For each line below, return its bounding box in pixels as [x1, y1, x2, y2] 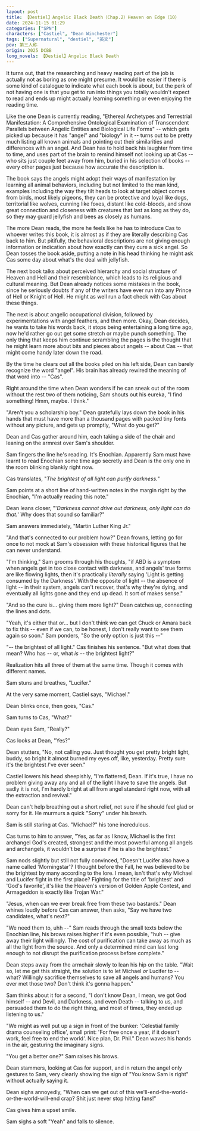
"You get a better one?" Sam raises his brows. [6, 1052, 119, 1059]
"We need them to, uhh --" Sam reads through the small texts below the [6, 924, 183, 931]
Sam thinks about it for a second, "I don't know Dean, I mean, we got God [6, 992, 186, 999]
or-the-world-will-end [6, 1095, 60, 1102]
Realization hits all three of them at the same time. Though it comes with [6, 661, 183, 668]
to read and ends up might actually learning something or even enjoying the [6, 95, 192, 102]
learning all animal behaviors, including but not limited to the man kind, [6, 181, 180, 188]
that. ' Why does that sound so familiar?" [6, 511, 105, 518]
